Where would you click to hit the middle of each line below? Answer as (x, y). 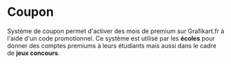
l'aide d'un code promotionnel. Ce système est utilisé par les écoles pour (111, 38)
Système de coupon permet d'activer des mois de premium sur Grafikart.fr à (116, 31)
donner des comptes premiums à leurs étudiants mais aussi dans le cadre (112, 45)
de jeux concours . (33, 53)
